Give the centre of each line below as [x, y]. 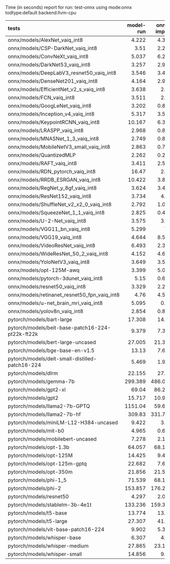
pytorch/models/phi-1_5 [37, 480]
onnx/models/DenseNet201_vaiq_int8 [53, 81]
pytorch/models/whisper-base [45, 537]
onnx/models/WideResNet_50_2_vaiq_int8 [58, 254]
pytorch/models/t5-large [38, 521]
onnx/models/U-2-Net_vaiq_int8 [47, 221]
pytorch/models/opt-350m [40, 472]
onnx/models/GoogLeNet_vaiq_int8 [50, 106]
